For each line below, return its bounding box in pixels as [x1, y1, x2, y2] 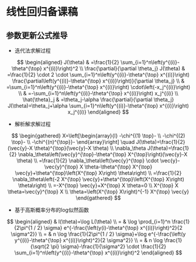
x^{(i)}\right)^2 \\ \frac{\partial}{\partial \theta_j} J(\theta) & [43, 65, 185, 72]
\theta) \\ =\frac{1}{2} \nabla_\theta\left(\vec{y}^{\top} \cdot [16, 157, 159, 164]
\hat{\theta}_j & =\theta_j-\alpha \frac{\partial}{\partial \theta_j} [22, 96, 174, 103]
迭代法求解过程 [14, 47, 51, 54]
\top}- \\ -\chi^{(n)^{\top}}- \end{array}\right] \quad [11, 139, 135, 145]
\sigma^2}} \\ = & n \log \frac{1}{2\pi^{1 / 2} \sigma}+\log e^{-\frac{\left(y [11, 230, 186, 237]
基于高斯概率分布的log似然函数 [14, 206, 90, 213]
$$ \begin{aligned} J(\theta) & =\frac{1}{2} [16, 59, 120, 65]
